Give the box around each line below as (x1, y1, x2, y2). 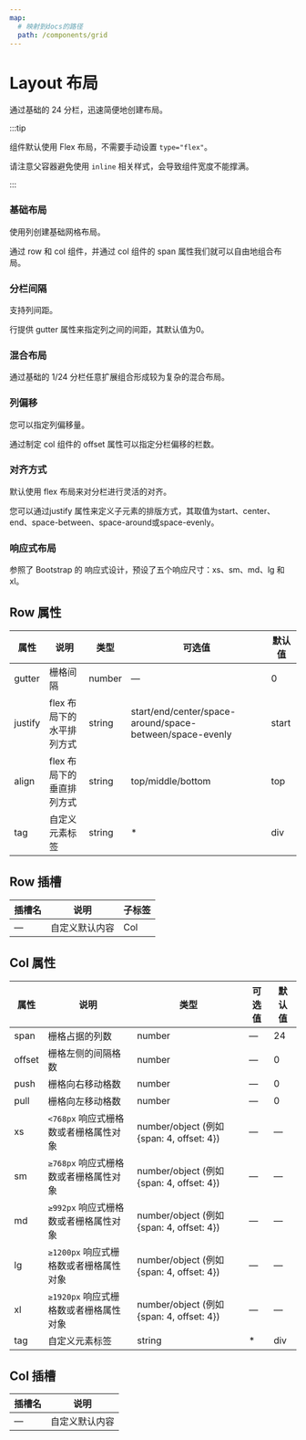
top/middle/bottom (130, 774, 211, 787)
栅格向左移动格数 (47, 1095, 121, 1108)
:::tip (9, 122, 26, 133)
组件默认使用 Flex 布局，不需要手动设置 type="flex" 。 (9, 142, 212, 152)
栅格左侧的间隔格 (47, 1046, 121, 1059)
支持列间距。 (9, 304, 57, 315)
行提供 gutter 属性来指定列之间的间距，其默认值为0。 (9, 323, 209, 334)
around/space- (130, 716, 198, 729)
